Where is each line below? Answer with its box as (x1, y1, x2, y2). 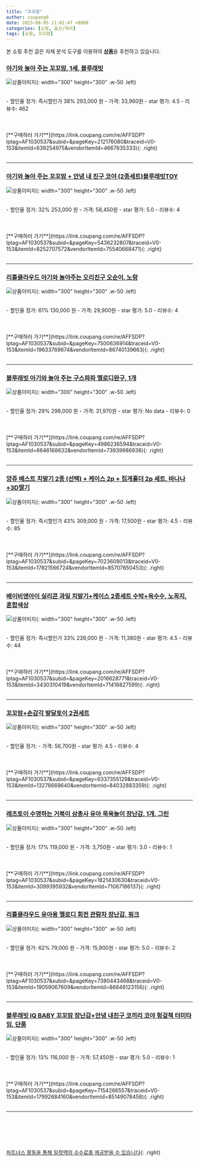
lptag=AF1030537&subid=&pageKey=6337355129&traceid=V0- (6, 776, 161, 783)
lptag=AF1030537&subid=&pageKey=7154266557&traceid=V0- (6, 1087, 160, 1094)
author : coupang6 (6, 14, 49, 20)
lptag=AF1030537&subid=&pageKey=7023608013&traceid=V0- (6, 558, 161, 565)
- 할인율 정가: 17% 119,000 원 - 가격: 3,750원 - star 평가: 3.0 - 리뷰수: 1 (6, 843, 172, 851)
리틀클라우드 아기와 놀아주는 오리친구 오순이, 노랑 (6, 273, 138, 281)
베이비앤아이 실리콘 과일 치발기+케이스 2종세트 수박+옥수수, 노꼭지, (6, 592, 187, 600)
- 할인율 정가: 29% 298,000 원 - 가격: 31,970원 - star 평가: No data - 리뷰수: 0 (6, 408, 191, 415)
